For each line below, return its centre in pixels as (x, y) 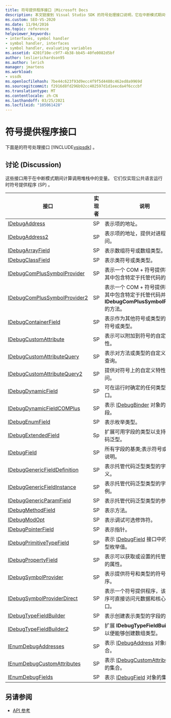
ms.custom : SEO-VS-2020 (31, 19)
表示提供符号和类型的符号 (135, 574)
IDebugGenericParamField (39, 501)
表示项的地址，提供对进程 (135, 233)
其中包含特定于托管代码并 (135, 295)
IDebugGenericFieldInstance (42, 487)
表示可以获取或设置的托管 (135, 556)
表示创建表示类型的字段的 (135, 616)
